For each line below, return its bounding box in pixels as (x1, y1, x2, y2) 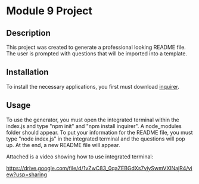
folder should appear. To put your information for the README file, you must (6, 129, 193, 136)
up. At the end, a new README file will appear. (6, 141, 120, 148)
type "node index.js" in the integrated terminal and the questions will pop (6, 135, 186, 142)
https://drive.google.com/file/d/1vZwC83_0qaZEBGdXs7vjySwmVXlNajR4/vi (6, 164, 192, 171)
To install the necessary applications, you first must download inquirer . (6, 83, 180, 90)
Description (6, 28, 51, 38)
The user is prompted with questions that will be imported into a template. (6, 50, 188, 57)
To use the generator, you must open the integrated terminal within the (6, 116, 180, 123)
